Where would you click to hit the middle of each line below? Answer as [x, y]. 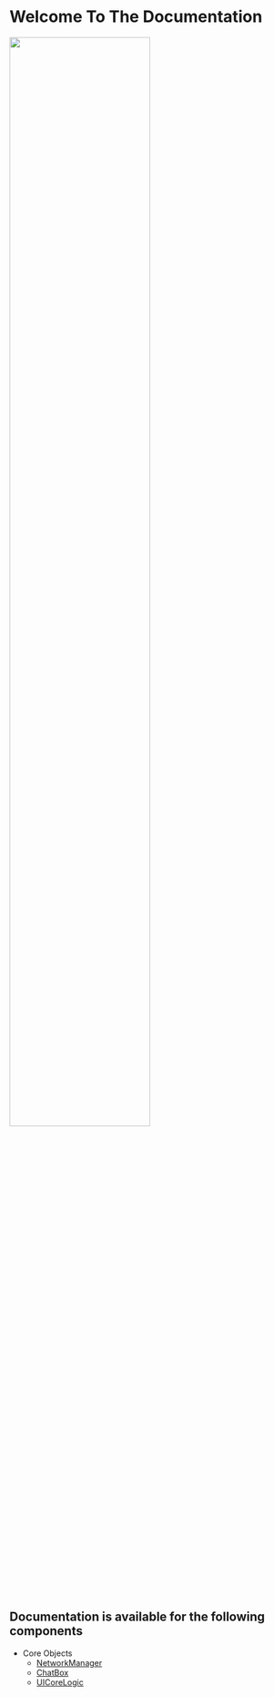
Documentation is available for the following [137, 1617]
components [46, 1631]
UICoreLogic [60, 1682]
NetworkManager [69, 1662]
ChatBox [52, 1672]
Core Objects [47, 1653]
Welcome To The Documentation [136, 17]
